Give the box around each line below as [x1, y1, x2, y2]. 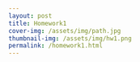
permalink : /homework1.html [8, 42, 104, 50]
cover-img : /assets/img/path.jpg [8, 27, 121, 35]
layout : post [8, 11, 53, 20]
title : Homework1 [8, 19, 67, 27]
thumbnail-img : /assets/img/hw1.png [8, 34, 132, 43]
